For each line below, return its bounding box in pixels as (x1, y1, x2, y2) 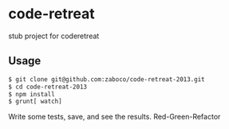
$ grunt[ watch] (8, 97, 62, 106)
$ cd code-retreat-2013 (8, 83, 88, 91)
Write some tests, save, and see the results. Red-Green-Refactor (8, 112, 221, 122)
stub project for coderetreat (8, 31, 100, 41)
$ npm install (8, 90, 56, 98)
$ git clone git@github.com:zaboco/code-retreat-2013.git (8, 75, 205, 84)
